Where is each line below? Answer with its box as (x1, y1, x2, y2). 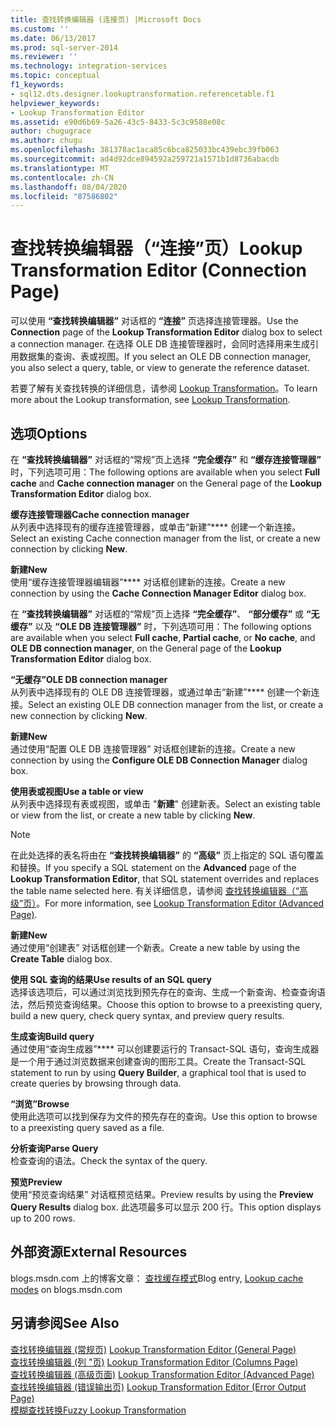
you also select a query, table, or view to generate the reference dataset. (10, 362, 310, 374)
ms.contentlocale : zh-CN (10, 172, 114, 183)
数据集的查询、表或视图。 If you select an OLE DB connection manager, (18, 351, 312, 363)
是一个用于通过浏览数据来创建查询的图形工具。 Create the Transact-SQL (10, 1056, 307, 1067)
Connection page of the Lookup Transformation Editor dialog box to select (10, 326, 323, 338)
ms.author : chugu (10, 136, 83, 146)
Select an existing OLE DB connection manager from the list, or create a (28, 699, 324, 710)
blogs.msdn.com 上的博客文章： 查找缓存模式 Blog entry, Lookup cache (10, 1272, 304, 1284)
